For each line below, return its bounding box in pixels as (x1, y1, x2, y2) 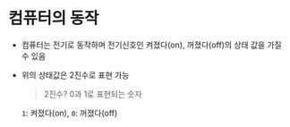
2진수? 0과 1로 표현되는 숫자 (43, 89, 142, 99)
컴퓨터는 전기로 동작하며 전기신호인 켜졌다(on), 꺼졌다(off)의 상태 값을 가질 (21, 39, 283, 50)
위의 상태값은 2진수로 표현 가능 (21, 69, 130, 80)
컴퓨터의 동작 (8, 8, 99, 29)
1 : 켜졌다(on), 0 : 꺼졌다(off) (21, 107, 118, 118)
